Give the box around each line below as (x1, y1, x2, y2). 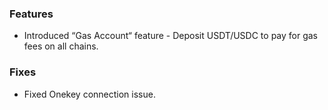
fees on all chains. (23, 40, 99, 52)
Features (9, 7, 54, 21)
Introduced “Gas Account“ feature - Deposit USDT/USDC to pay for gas (23, 30, 319, 42)
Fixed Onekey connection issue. (23, 88, 156, 100)
